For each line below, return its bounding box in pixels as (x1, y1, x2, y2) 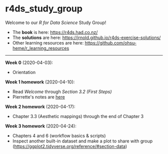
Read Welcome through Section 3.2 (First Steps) (12, 88, 112, 94)
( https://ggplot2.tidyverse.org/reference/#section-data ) (12, 143, 127, 149)
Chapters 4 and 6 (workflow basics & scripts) (12, 132, 106, 138)
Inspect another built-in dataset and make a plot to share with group (12, 138, 153, 144)
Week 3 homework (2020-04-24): (5, 123, 76, 129)
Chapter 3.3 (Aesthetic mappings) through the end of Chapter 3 (12, 113, 144, 119)
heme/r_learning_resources (12, 45, 69, 51)
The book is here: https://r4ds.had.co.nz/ (12, 29, 98, 35)
